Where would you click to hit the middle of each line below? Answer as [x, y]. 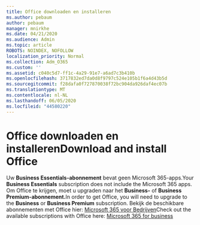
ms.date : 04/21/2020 [32, 34]
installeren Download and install [87, 149]
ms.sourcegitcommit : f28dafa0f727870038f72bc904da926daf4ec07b [87, 84]
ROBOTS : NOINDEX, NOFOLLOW [40, 51]
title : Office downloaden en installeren [59, 12]
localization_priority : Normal [45, 56]
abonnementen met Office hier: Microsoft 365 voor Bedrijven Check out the [99, 209]
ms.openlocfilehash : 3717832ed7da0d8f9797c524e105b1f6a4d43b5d [87, 78]
